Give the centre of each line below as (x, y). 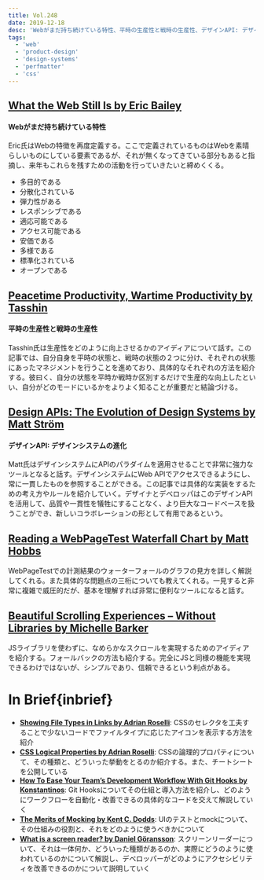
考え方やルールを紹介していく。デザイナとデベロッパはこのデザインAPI (137, 494)
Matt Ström (36, 425)
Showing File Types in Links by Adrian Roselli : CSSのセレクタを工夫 (131, 722)
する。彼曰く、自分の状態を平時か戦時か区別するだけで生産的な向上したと (128, 377)
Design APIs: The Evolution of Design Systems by (132, 412)
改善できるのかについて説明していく (92, 868)
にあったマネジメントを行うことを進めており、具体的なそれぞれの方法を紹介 (132, 367)
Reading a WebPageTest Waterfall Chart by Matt (128, 539)
